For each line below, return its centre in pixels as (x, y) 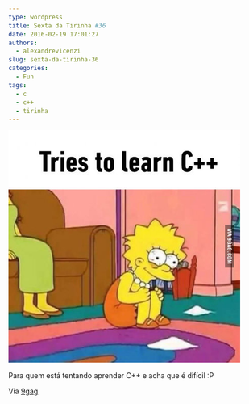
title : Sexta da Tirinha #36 (57, 25)
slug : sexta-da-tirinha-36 (54, 60)
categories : (28, 69)
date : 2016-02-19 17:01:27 (54, 34)
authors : (23, 43)
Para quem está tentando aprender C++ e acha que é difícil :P (111, 376)
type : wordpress (35, 17)
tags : (17, 85)
